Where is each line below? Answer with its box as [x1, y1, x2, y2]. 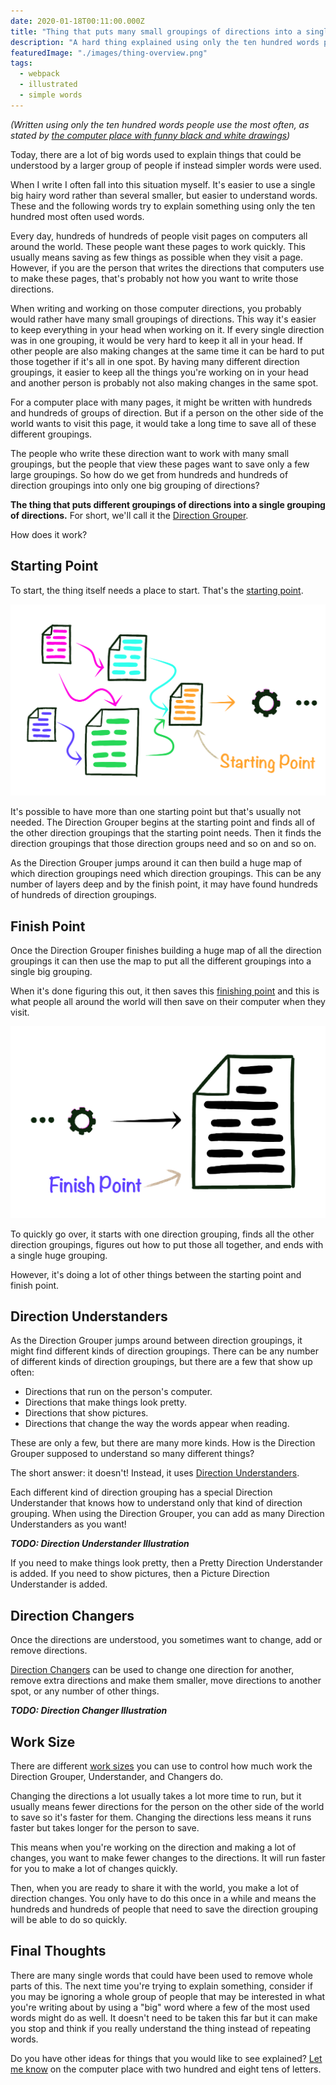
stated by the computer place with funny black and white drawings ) [10, 129, 291, 141]
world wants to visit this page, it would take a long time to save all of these [10, 417, 317, 429]
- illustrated [19, 80, 78, 90]
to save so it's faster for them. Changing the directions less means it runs [10, 1811, 312, 1824]
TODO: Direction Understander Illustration [10, 1538, 190, 1550]
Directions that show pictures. [24, 1407, 149, 1419]
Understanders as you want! [10, 1518, 127, 1530]
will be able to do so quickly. [10, 1914, 128, 1926]
